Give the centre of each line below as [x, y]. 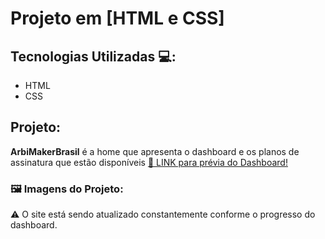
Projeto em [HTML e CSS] [117, 18]
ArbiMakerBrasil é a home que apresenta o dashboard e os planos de [155, 151]
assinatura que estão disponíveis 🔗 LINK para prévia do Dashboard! [149, 162]
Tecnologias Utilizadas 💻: [93, 56]
